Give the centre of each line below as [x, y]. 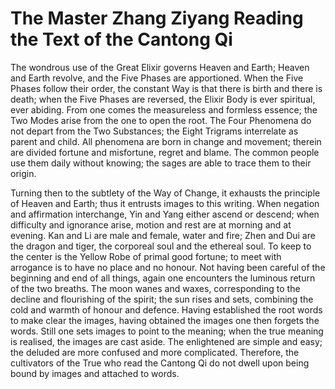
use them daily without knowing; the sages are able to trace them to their [161, 163]
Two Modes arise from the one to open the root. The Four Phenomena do [161, 120]
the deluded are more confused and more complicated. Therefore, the [155, 352]
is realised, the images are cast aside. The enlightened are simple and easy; [166, 341]
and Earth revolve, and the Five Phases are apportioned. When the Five [157, 78]
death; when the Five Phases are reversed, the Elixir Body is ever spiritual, [163, 99]
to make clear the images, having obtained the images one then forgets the [165, 320]
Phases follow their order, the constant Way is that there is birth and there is [166, 88]
